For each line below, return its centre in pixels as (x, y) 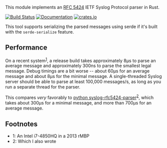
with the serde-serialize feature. (40, 32)
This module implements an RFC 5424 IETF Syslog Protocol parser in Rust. (82, 7)
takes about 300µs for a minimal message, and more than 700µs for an (78, 103)
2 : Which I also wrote (34, 141)
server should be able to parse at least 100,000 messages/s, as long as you (83, 81)
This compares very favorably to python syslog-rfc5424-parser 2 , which (79, 97)
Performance (26, 48)
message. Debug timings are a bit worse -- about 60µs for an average (77, 71)
